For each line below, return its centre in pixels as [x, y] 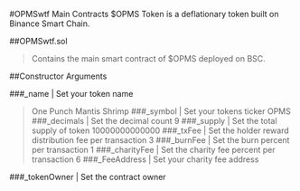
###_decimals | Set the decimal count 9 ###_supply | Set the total [154, 121]
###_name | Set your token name [71, 94]
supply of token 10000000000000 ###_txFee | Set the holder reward [160, 130]
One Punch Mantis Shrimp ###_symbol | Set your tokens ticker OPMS [161, 111]
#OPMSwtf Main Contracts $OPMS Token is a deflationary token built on [144, 14]
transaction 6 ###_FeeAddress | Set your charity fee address [145, 159]
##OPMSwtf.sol [38, 41]
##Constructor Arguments [58, 76]
